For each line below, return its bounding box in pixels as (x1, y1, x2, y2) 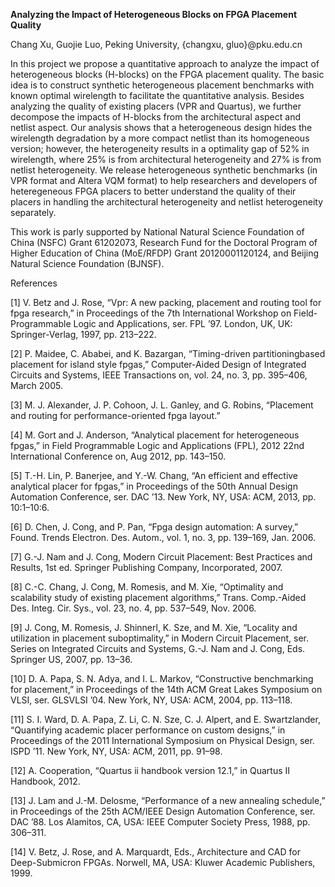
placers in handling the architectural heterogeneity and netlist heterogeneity (10, 196, 324, 208)
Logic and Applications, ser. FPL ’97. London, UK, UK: (73, 318, 293, 329)
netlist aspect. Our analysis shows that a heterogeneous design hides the (10, 122, 313, 133)
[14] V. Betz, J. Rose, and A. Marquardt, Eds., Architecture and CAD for (10, 846, 301, 858)
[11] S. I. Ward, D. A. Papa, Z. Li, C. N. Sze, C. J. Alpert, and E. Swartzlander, (10, 714, 321, 725)
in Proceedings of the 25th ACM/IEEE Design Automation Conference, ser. (10, 805, 316, 817)
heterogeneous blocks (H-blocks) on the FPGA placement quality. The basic (10, 69, 325, 80)
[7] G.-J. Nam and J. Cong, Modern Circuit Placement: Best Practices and (10, 551, 313, 563)
